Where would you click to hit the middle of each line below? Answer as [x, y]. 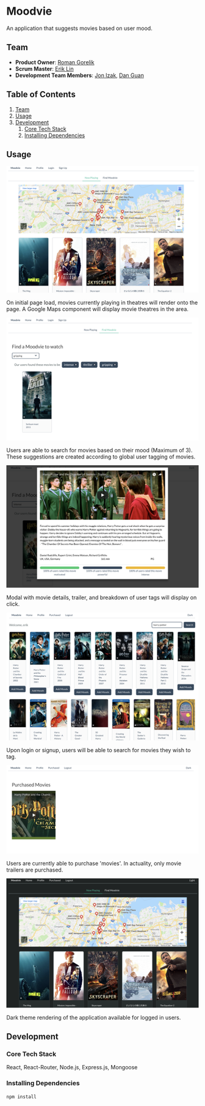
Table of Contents [41, 95]
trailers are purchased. [35, 870]
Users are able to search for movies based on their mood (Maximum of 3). [99, 450]
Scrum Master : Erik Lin [45, 69]
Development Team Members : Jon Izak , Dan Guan [80, 75]
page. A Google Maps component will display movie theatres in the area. [98, 309]
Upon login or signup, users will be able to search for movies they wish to [99, 750]
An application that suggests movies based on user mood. [79, 28]
